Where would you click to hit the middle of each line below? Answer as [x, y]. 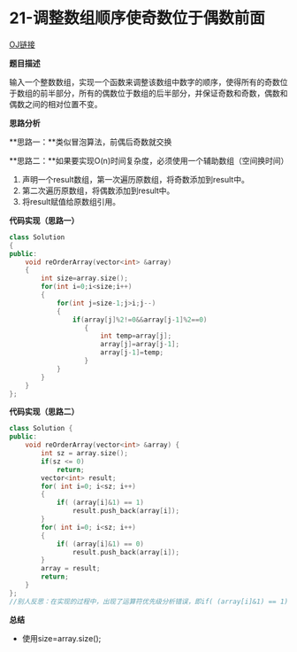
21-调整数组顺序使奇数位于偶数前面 [137, 18]
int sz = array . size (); [84, 454]
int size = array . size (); [84, 279]
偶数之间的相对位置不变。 [56, 104]
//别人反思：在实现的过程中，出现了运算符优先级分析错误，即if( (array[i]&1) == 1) [149, 602]
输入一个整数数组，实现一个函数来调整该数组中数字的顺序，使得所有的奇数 [145, 81]
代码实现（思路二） [44, 412]
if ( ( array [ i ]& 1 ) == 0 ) [100, 544]
